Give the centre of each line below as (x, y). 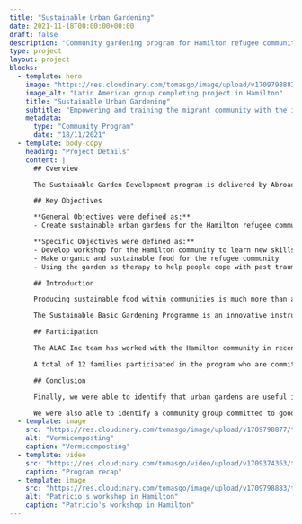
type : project (36, 51)
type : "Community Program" (84, 127)
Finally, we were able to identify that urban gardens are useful (160, 397)
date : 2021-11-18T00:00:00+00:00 (72, 26)
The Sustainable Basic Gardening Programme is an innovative (150, 316)
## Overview (55, 168)
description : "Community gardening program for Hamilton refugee (134, 43)
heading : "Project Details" (78, 151)
